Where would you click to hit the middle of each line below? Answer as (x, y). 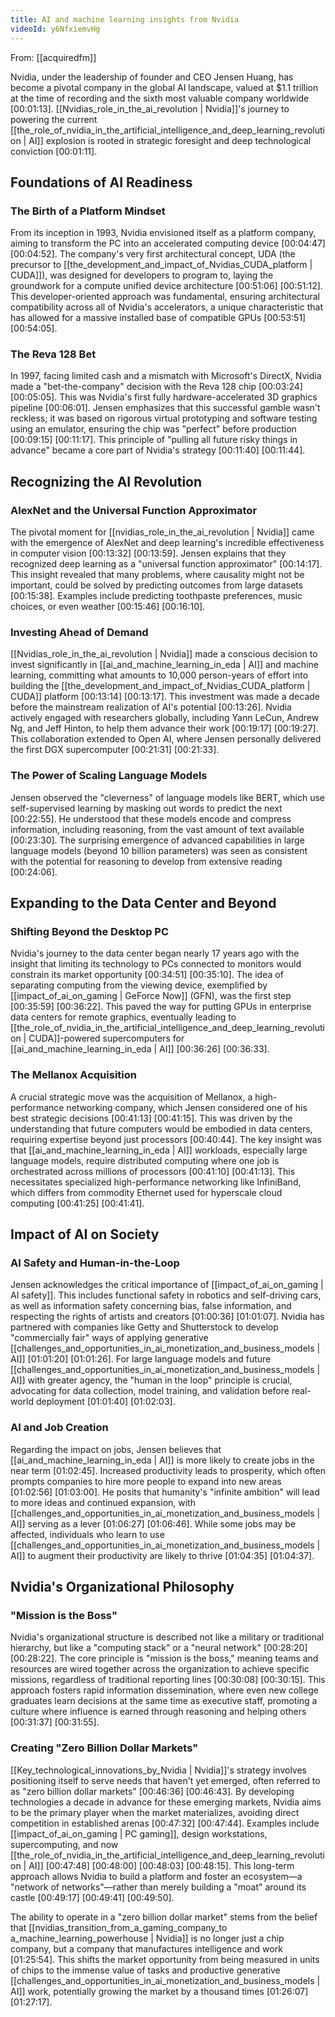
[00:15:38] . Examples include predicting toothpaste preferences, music (156, 596)
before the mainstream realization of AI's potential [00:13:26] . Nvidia (151, 707)
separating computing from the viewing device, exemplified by (139, 985)
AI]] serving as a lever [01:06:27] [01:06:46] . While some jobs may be (153, 1523)
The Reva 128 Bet (53, 354)
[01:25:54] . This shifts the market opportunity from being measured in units (165, 1959)
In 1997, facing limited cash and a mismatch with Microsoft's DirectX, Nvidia (166, 376)
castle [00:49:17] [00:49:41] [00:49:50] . (92, 1897)
